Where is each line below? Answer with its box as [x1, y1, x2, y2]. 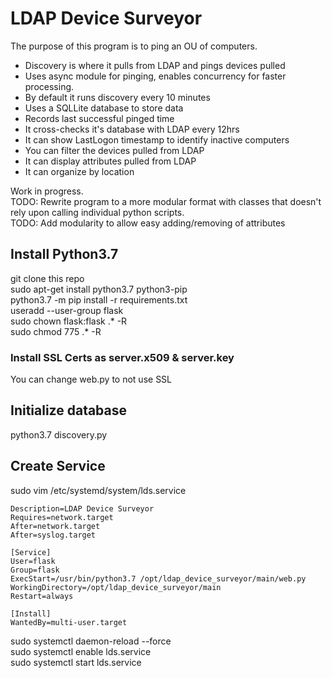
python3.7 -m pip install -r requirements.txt [10, 293, 188, 306]
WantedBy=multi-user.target [10, 617, 128, 627]
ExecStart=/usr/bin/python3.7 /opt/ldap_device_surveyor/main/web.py [10, 573, 307, 584]
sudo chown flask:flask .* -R [10, 315, 128, 327]
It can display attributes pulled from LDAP [24, 155, 197, 167]
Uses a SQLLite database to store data [24, 102, 184, 114]
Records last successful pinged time [24, 112, 175, 124]
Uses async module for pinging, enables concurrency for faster [24, 70, 287, 82]
